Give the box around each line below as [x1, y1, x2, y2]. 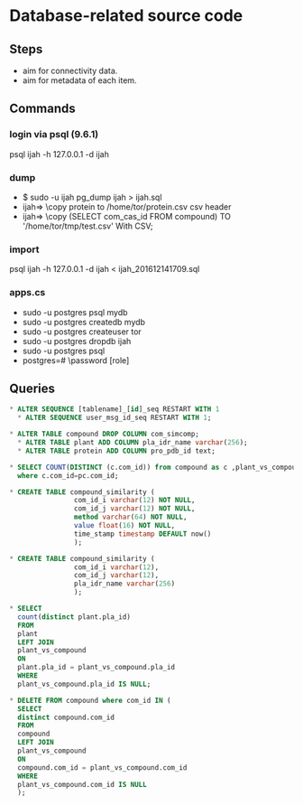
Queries [9, 380, 56, 396]
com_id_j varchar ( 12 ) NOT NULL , [73, 504, 196, 513]
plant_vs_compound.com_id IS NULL [17, 780, 147, 789]
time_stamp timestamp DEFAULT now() [73, 529, 212, 538]
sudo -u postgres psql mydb [22, 306, 128, 317]
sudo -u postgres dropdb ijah [22, 335, 132, 346]
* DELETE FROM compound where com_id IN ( [9, 696, 171, 705]
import [9, 243, 40, 256]
